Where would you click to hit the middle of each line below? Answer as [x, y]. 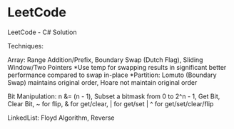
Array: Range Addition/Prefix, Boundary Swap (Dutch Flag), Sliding [105, 60]
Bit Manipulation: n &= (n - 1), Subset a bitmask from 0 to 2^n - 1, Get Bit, [114, 96]
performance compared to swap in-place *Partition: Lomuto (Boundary [112, 75]
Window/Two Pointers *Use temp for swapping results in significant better [117, 67]
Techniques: [26, 46]
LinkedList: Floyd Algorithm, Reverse [61, 118]
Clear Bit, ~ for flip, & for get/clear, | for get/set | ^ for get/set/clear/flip [111, 103]
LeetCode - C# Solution [42, 32]
